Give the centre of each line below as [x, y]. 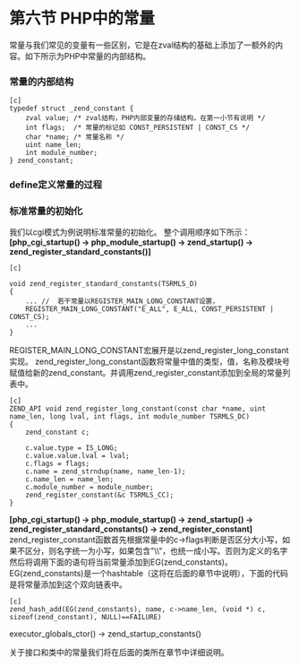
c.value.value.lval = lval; [77, 456]
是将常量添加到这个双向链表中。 [68, 584]
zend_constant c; [58, 432]
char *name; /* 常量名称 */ [75, 137]
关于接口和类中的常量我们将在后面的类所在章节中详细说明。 [119, 653]
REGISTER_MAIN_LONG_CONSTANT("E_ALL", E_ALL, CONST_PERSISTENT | [150, 309]
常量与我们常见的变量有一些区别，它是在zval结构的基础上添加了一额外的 [142, 45]
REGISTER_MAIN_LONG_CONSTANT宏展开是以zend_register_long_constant [149, 350]
